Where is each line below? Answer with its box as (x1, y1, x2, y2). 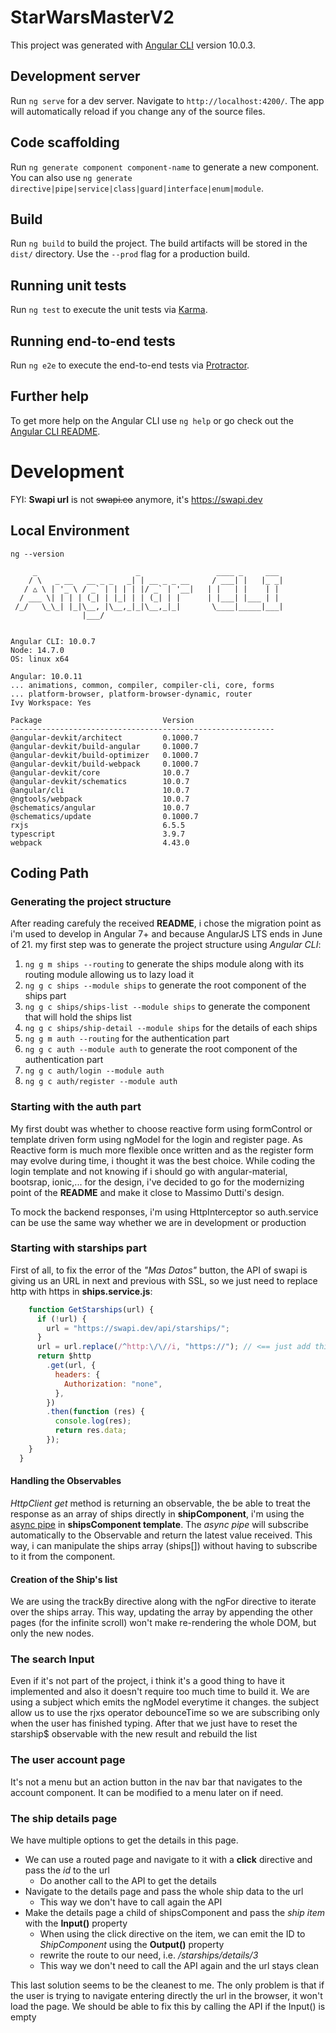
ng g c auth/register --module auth (24, 1077, 178, 1087)
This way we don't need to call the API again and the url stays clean (39, 1960, 319, 1972)
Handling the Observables (10, 1475, 122, 1487)
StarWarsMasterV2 (10, 6, 175, 29)
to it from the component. (10, 1550, 116, 1562)
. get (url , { (46, 1361, 97, 1371)
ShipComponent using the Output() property (39, 1939, 225, 1951)
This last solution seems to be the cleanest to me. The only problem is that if (10, 1979, 325, 1991)
